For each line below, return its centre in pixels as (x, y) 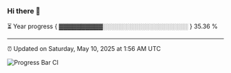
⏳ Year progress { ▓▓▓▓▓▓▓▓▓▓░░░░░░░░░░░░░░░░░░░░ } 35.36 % (112, 26)
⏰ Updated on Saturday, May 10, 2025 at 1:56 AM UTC (84, 49)
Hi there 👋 (24, 11)
